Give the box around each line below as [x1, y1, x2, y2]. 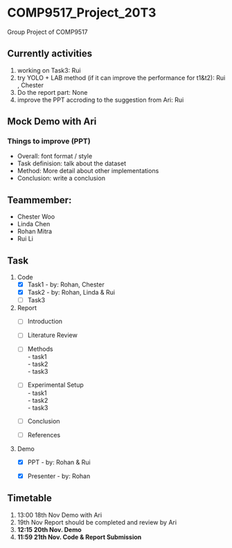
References [27, 430, 61, 439]
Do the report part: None [17, 88, 88, 96]
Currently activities [7, 48, 93, 60]
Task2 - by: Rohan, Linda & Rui [27, 289, 116, 297]
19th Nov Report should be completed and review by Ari [17, 518, 177, 527]
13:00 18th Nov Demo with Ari [17, 511, 102, 519]
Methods [27, 345, 53, 354]
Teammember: [7, 194, 72, 205]
